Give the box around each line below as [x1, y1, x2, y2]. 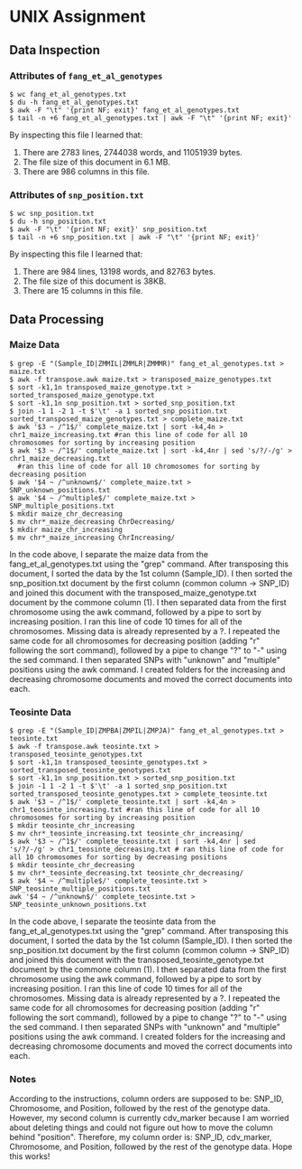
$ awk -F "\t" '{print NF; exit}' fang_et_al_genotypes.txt [9, 106, 241, 115]
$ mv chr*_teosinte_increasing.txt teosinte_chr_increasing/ [9, 829, 244, 838]
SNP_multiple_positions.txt [9, 501, 115, 510]
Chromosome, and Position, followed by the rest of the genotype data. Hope [9, 1141, 293, 1153]
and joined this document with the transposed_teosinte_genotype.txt [9, 955, 264, 966]
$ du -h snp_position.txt [9, 217, 106, 227]
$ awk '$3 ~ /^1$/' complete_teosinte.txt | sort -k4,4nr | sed [9, 837, 256, 846]
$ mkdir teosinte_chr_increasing [9, 821, 135, 830]
